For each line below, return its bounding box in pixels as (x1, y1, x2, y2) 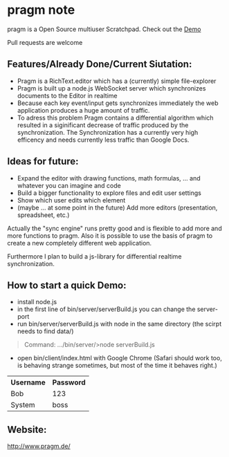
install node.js (17, 298, 57, 306)
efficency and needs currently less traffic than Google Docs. (17, 136, 190, 144)
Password (52, 377, 86, 387)
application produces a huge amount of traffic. (17, 106, 150, 114)
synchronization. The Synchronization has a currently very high (17, 128, 199, 136)
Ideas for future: (7, 156, 79, 167)
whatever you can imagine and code (17, 181, 121, 189)
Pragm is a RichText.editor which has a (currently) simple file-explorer (17, 77, 217, 85)
